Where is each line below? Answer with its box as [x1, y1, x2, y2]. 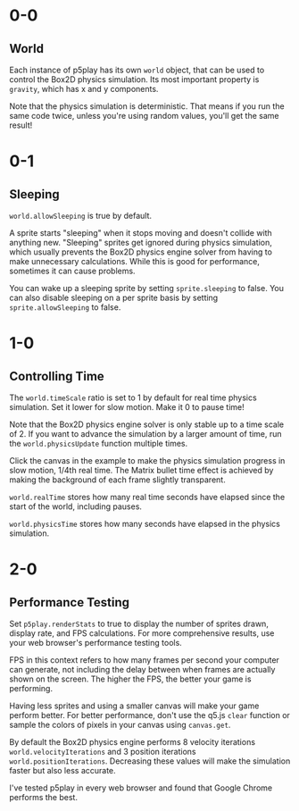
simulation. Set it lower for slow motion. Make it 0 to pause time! [9, 402, 245, 412]
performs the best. [9, 792, 79, 802]
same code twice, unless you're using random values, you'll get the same [9, 111, 279, 121]
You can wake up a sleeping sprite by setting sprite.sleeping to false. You [9, 283, 284, 293]
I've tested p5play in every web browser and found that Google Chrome [9, 782, 273, 793]
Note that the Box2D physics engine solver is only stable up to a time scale [9, 419, 284, 430]
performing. [9, 683, 54, 693]
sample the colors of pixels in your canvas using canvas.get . [9, 720, 231, 730]
